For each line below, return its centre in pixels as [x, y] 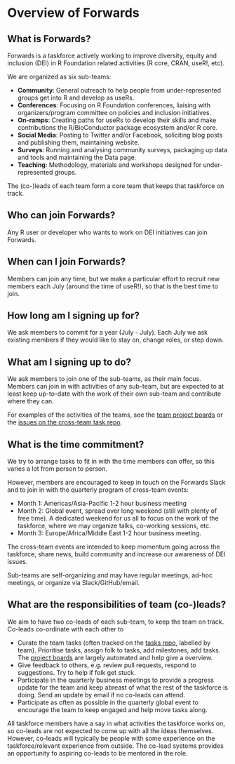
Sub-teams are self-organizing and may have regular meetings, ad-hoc [110, 575]
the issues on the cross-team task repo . [65, 422]
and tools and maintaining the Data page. [77, 157]
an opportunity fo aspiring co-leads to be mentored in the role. [98, 753]
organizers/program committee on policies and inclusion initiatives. [114, 113]
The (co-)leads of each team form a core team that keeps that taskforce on [116, 186]
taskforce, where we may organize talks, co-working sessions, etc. [114, 526]
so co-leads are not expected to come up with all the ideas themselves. [110, 730]
